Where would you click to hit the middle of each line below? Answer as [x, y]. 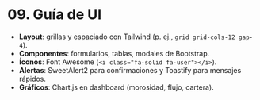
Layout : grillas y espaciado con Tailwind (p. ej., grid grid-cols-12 [127, 37]
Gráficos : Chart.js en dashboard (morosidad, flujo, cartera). [117, 87]
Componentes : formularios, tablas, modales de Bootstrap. [114, 53]
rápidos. [32, 79]
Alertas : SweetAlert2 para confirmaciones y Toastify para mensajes [130, 70]
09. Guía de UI [55, 15]
